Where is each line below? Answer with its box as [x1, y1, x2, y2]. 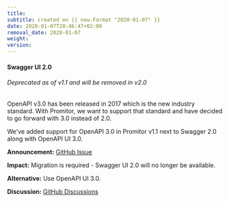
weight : [7, 35, 29, 42]
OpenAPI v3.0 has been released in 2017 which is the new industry [7, 100, 195, 108]
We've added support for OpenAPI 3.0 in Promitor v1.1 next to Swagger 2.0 [7, 127, 217, 135]
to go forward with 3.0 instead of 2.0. [7, 114, 111, 122]
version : [7, 42, 32, 48]
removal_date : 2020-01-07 [7, 29, 81, 36]
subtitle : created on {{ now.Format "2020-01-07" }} [7, 16, 161, 23]
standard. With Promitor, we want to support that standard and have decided [7, 106, 223, 115]
